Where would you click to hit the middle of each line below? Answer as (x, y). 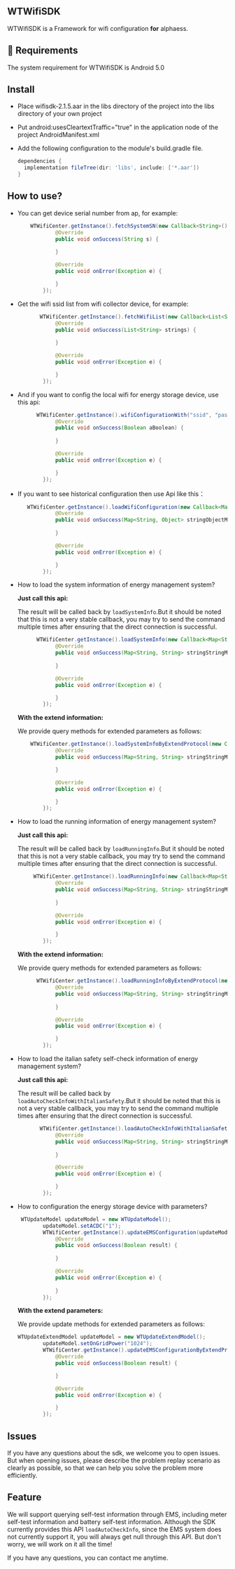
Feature (24, 1497)
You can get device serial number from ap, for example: (98, 213)
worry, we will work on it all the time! (60, 1544)
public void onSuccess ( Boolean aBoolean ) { (119, 428)
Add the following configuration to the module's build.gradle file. (110, 148)
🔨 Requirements (43, 51)
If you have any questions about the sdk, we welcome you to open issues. (114, 1453)
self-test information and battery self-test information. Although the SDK (112, 1521)
